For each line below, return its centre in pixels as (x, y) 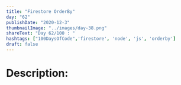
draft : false (22, 45)
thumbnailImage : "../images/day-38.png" (57, 28)
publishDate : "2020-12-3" (38, 22)
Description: (37, 73)
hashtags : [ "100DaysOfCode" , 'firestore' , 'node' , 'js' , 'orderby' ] (91, 39)
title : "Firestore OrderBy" (41, 11)
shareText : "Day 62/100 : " (41, 33)
